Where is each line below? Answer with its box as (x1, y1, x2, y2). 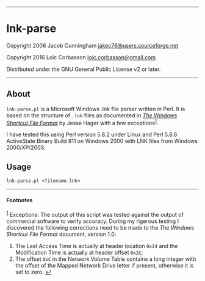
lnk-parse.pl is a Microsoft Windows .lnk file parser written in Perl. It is (6, 105, 185, 112)
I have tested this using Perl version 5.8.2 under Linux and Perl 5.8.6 (6, 131, 178, 138)
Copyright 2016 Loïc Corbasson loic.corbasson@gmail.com (6, 53, 156, 61)
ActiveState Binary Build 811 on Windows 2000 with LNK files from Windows (6, 137, 198, 145)
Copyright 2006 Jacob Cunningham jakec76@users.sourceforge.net (6, 42, 179, 49)
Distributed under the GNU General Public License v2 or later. (6, 65, 161, 73)
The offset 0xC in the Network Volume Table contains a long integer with (15, 255, 196, 263)
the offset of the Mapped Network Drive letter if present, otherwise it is (15, 262, 194, 269)
